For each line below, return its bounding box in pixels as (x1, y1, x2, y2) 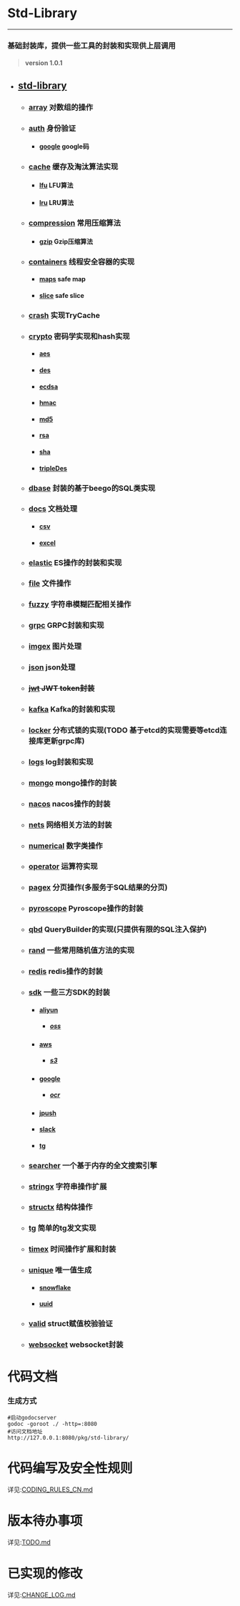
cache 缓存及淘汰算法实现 (28, 162, 119, 172)
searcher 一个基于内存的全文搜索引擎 (28, 1160, 158, 1170)
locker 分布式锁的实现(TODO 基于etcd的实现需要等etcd (28, 725, 220, 735)
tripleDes (39, 464, 68, 472)
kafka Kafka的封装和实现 (28, 704, 116, 714)
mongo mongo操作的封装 (28, 777, 117, 787)
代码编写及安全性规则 (7, 1460, 134, 1476)
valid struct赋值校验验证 (28, 1319, 113, 1329)
